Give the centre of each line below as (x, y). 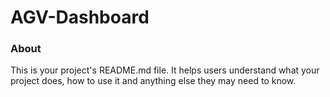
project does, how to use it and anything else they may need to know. (153, 81)
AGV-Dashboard (80, 17)
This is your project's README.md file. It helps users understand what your (165, 70)
